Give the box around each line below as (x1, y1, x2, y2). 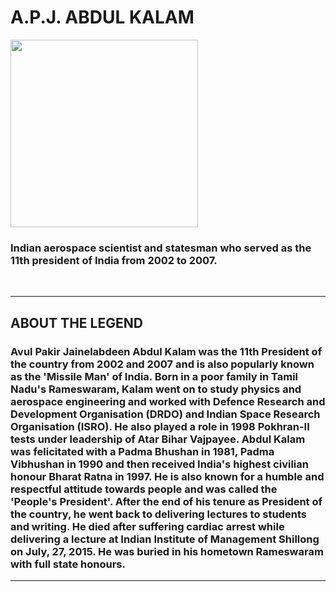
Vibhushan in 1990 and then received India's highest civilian (10, 457, 309, 471)
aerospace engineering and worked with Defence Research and (10, 394, 326, 408)
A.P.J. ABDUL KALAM (10, 6, 195, 29)
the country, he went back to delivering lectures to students (10, 507, 307, 521)
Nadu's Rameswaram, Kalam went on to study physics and (10, 382, 302, 396)
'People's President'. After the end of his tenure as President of (10, 494, 323, 508)
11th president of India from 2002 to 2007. (10, 253, 218, 267)
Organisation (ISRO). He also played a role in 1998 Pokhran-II (10, 419, 310, 433)
